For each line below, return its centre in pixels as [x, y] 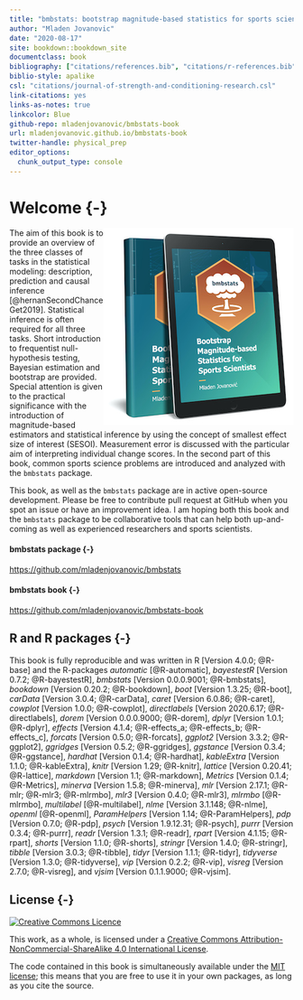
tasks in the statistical [50, 261]
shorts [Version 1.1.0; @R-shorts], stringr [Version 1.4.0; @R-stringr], [161, 842]
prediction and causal [50, 281]
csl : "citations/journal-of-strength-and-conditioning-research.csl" [143, 86]
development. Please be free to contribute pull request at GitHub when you [149, 500]
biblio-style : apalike [52, 77]
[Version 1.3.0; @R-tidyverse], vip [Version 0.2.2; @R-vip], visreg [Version [147, 862]
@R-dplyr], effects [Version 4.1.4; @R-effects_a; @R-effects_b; [126, 727]
